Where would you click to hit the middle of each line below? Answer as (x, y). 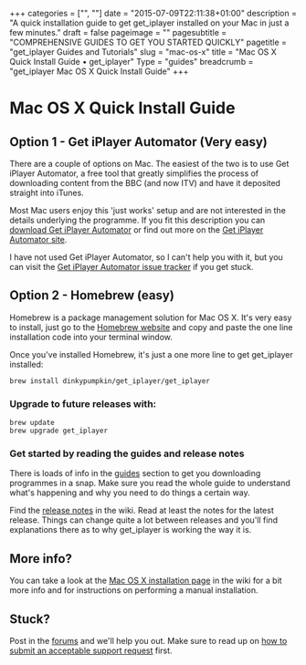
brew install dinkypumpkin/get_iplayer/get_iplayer (110, 381)
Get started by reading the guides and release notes (127, 453)
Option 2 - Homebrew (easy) (92, 296)
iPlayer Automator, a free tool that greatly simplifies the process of (134, 173)
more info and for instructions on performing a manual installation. (134, 590)
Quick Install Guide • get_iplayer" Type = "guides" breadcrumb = (132, 62)
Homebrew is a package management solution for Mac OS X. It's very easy (151, 317)
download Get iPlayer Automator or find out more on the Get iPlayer (137, 230)
